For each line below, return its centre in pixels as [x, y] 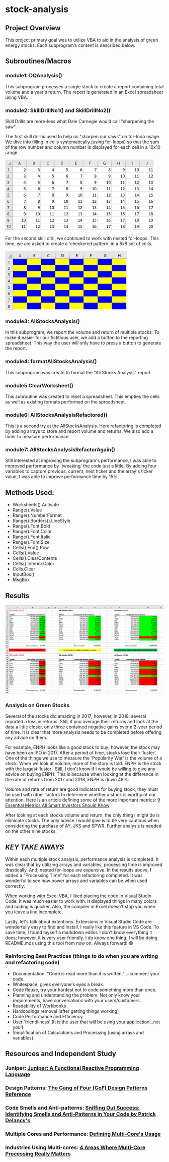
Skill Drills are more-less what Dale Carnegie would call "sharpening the [80, 121]
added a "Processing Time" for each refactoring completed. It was [74, 876]
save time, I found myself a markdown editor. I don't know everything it [79, 933]
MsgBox [21, 580]
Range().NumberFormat [37, 515]
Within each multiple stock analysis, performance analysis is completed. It [82, 859]
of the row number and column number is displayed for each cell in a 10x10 [83, 147]
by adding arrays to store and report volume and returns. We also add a [79, 431]
